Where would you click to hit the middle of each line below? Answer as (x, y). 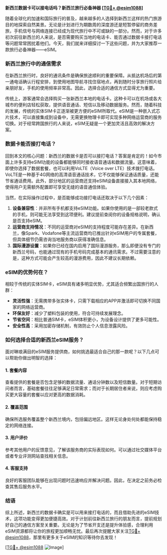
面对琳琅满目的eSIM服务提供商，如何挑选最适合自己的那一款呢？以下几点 (80, 352)
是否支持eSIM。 (29, 220)
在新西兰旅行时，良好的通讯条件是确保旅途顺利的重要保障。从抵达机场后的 (81, 76)
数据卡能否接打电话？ (31, 144)
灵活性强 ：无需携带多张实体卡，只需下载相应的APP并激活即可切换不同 (84, 301)
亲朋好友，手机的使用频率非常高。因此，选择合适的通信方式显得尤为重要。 (81, 88)
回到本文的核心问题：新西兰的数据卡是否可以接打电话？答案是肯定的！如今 (81, 156)
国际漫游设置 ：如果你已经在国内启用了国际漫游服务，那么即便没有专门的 (86, 245)
